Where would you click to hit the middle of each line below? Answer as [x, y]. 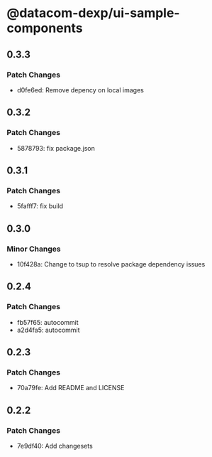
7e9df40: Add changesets [55, 446]
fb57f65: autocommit [48, 322]
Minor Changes [34, 249]
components [45, 28]
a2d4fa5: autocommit [48, 330]
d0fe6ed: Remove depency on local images [80, 90]
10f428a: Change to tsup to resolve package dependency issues [111, 264]
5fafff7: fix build [40, 206]
